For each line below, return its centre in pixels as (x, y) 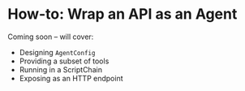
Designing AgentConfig (57, 52)
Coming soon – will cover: (51, 37)
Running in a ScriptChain (61, 69)
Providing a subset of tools (64, 61)
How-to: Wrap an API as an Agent (122, 14)
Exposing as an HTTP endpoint (71, 78)
